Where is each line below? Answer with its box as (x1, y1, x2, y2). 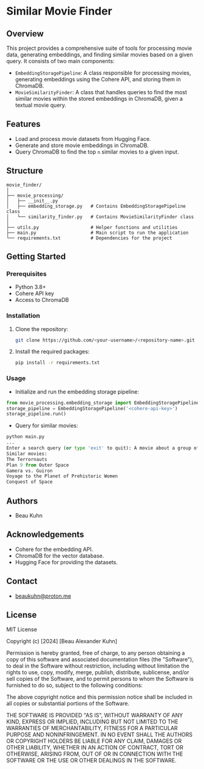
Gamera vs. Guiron (6, 468, 53, 474)
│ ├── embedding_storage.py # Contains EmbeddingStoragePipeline (6, 203, 186, 209)
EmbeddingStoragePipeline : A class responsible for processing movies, (15, 69, 191, 77)
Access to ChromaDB (15, 296, 69, 304)
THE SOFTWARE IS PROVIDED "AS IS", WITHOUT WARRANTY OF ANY (6, 712, 183, 719)
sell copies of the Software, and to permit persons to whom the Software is (6, 675, 194, 683)
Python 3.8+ (15, 284, 47, 291)
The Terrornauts (6, 456, 47, 462)
